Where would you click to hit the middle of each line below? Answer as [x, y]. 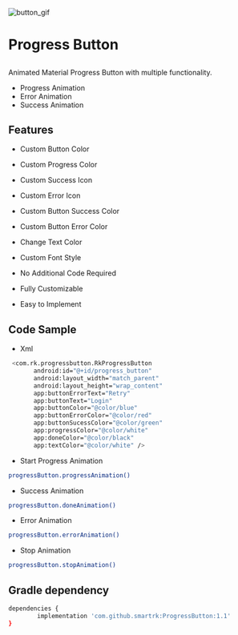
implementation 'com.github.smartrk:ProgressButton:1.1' [134, 616]
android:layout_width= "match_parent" [96, 378]
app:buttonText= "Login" [73, 400]
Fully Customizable [51, 289]
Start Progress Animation [61, 460]
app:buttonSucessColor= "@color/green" [98, 423]
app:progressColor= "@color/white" [91, 431]
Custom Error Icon [50, 195]
